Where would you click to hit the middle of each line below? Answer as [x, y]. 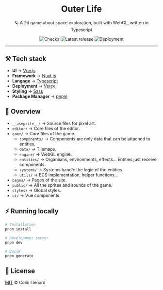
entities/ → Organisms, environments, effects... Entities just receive [88, 159]
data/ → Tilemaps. [38, 149]
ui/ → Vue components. [36, 195]
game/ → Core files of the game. [44, 133]
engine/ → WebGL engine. [45, 154]
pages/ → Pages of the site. [39, 180]
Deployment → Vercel [34, 86]
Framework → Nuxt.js [34, 76]
